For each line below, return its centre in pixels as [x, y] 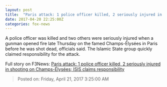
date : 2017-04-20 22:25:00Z [34, 19]
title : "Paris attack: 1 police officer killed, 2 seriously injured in [84, 15]
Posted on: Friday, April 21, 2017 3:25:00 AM [63, 79]
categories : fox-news [28, 24]
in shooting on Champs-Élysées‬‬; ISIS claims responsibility [65, 69]
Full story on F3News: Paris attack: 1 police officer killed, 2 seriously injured [83, 64]
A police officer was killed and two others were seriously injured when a [79, 38]
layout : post [19, 10]
